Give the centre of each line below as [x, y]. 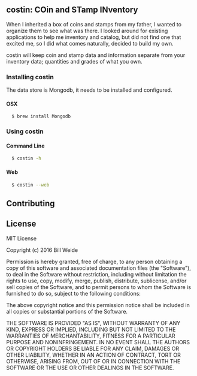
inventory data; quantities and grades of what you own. [74, 61]
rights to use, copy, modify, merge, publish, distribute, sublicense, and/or [96, 281]
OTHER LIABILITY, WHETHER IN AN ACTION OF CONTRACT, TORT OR [93, 355]
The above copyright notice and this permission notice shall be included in [98, 305]
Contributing [31, 203]
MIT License [22, 238]
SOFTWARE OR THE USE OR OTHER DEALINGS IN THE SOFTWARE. [90, 368]
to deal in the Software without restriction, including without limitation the [96, 274]
